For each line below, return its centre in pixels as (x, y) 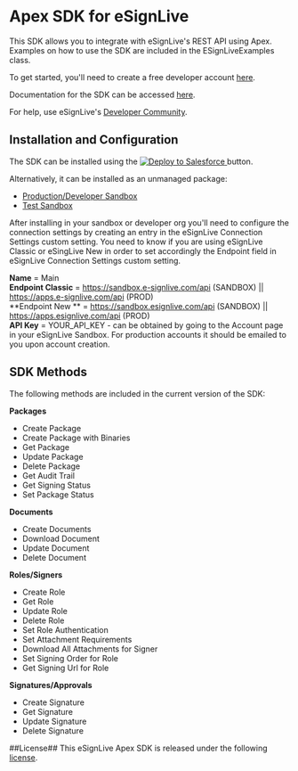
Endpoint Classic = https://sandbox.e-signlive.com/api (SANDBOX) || (137, 287)
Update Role (45, 611)
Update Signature (54, 721)
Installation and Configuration (94, 140)
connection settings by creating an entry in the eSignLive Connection (136, 232)
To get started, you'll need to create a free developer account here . (133, 77)
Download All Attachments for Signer (90, 649)
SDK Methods (48, 372)
